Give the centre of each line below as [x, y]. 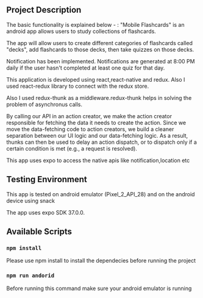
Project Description [44, 10]
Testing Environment [47, 179]
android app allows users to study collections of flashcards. [81, 31]
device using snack [30, 200]
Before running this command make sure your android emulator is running [99, 288]
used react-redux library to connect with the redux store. [78, 86]
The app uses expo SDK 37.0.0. [46, 212]
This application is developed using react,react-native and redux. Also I [96, 79]
